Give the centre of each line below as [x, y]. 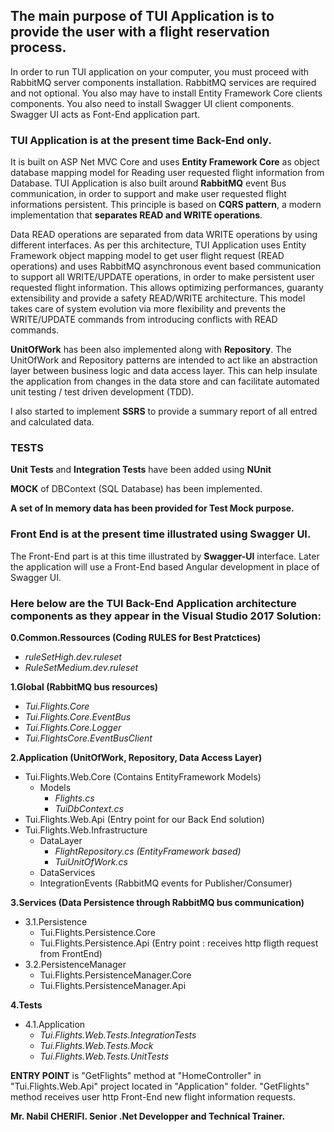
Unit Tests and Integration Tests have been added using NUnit [141, 470]
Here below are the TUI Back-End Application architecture [153, 603]
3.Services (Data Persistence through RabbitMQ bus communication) [157, 902]
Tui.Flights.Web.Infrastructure [86, 830]
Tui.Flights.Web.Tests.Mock [96, 1045]
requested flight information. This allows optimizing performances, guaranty [167, 288]
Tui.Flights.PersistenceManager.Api [113, 985]
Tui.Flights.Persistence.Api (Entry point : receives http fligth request [179, 943]
